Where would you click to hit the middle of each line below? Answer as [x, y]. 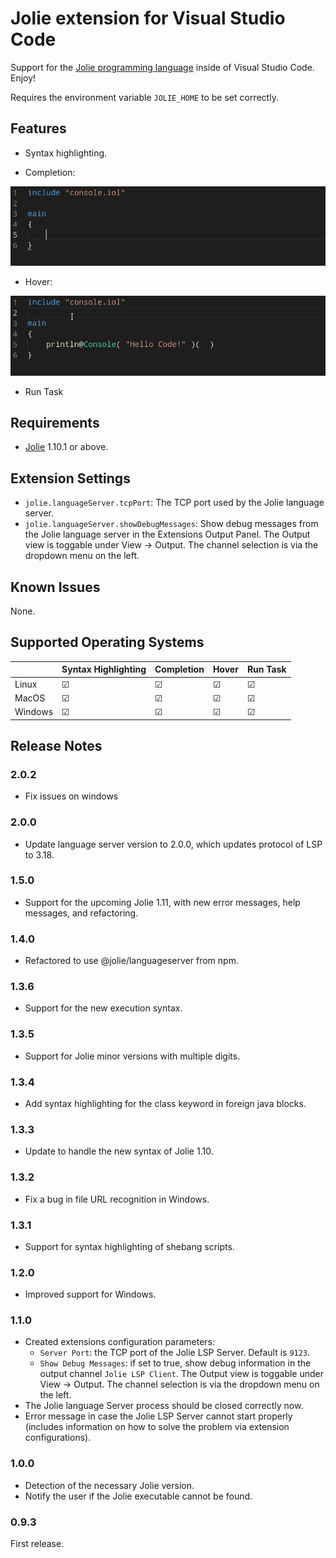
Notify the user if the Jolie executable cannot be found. [138, 1496]
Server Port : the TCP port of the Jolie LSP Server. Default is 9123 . [175, 1353]
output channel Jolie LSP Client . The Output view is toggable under [182, 1374]
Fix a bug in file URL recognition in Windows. [117, 1199]
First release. [37, 1544]
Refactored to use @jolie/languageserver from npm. [131, 961]
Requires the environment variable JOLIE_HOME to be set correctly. [144, 97]
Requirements [55, 422]
